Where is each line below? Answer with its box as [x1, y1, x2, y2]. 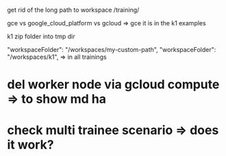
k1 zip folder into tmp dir [7, 32, 75, 40]
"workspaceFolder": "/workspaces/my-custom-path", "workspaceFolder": [7, 46, 216, 53]
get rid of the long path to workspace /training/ [7, 6, 140, 14]
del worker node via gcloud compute [7, 77, 220, 92]
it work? [7, 137, 54, 153]
